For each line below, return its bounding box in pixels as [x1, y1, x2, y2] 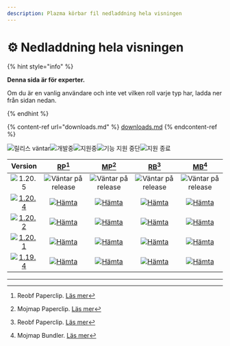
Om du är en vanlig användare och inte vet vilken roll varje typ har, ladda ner [7, 88, 222, 97]
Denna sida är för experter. [7, 75, 86, 84]
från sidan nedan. [7, 96, 57, 104]
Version [11, 162, 38, 171]
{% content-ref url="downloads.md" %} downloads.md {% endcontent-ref [7, 123, 218, 131]
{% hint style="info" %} [7, 62, 74, 71]
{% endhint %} [7, 109, 49, 117]
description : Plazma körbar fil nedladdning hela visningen [7, 10, 183, 17]
